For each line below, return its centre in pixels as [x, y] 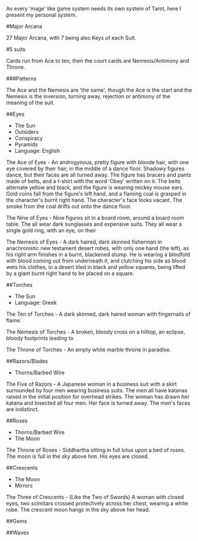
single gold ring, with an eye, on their [51, 230]
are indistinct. [23, 409]
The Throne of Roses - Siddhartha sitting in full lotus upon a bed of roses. [96, 450]
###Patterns [21, 79]
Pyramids [26, 144]
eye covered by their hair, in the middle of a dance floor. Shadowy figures [95, 169]
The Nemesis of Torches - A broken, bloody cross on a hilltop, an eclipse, [96, 332]
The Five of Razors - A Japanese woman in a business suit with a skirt [92, 384]
